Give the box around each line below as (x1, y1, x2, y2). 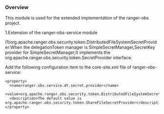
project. (5, 20, 21, 26)
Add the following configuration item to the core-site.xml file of (5, 64, 132, 70)
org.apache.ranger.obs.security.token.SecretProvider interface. (5, 55, 133, 61)
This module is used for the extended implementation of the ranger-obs (5, 15, 149, 21)
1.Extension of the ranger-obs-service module (5, 30, 98, 36)
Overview (5, 4, 29, 11)
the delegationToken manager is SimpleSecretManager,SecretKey (23, 45, 155, 50)
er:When (5, 45, 22, 50)
